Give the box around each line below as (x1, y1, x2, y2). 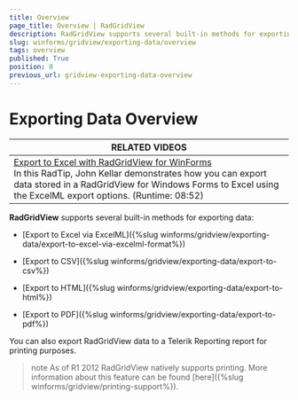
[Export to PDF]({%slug (21, 309, 108, 319)
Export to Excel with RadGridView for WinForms (13, 156, 212, 169)
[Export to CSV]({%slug (21, 255, 109, 266)
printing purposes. (9, 345, 77, 356)
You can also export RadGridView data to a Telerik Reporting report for (9, 335, 268, 346)
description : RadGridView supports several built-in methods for (9, 29, 255, 38)
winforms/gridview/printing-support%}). (30, 380, 179, 391)
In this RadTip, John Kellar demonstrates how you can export (13, 167, 268, 179)
